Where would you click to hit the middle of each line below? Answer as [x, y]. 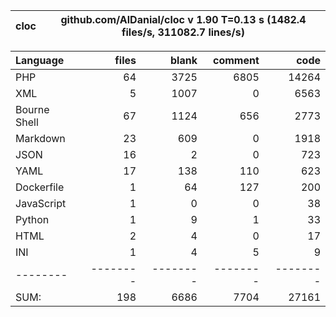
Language [40, 60]
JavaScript [41, 203]
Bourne [32, 109]
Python [32, 219]
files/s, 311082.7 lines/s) [183, 32]
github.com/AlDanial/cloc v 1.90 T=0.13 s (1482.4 [183, 19]
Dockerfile [40, 187]
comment [236, 60]
